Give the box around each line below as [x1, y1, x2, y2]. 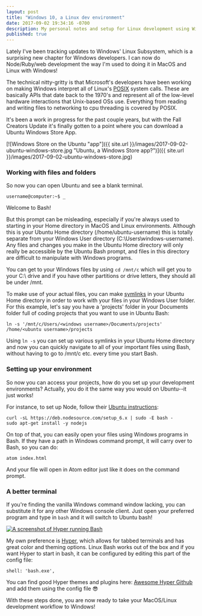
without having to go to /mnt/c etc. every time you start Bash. [6, 350, 158, 357]
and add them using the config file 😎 [6, 585, 99, 592]
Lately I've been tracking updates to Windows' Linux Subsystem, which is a [6, 48, 193, 55]
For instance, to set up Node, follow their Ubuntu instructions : [6, 403, 159, 410]
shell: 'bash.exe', [6, 568, 55, 574]
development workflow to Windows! [6, 603, 96, 611]
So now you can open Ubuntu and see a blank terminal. [6, 182, 144, 189]
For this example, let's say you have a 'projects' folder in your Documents [6, 303, 188, 310]
